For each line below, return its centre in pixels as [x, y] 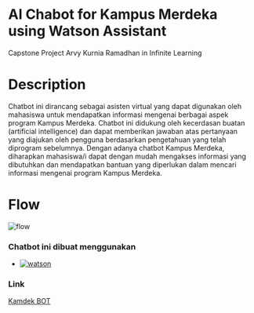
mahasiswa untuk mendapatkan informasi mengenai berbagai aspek [118, 115]
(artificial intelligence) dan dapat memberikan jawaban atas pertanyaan [123, 131]
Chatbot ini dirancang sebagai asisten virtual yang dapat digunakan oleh [125, 106]
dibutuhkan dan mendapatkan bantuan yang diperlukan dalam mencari [122, 164]
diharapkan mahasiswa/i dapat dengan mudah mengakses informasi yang [127, 156]
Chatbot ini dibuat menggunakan [72, 246]
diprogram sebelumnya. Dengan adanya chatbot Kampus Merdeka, [116, 147]
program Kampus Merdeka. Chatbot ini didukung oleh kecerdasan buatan [127, 122]
